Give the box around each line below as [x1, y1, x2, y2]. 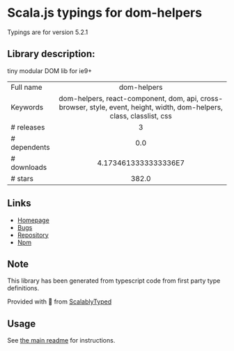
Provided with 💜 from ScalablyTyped [7, 297, 112, 306]
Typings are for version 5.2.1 [7, 28, 88, 36]
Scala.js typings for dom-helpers [7, 5, 203, 21]
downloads [10, 162, 47, 172]
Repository [17, 231, 49, 239]
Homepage [17, 216, 50, 224]
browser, [58, 102, 88, 112]
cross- [200, 93, 224, 103]
